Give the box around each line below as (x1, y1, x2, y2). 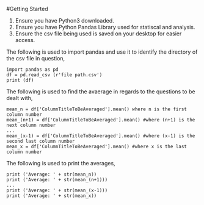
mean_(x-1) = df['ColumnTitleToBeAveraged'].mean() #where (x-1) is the (6, 133, 195, 139)
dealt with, (6, 95, 33, 101)
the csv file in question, (6, 55, 65, 62)
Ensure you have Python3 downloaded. (15, 17, 114, 24)
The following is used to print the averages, (6, 160, 115, 167)
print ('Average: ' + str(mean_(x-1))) (6, 187, 108, 193)
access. (15, 37, 35, 43)
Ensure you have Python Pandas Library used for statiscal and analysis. (15, 24, 195, 31)
